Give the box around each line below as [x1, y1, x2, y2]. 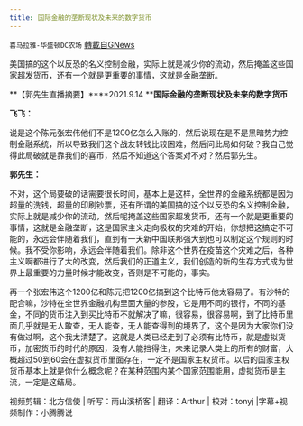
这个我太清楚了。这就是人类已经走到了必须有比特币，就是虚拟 [48, 331, 278, 342]
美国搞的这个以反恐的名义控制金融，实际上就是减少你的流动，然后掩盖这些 [9, 58, 286, 69]
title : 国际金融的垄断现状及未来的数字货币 [9, 13, 152, 23]
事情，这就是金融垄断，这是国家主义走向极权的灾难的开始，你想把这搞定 [9, 222, 278, 233]
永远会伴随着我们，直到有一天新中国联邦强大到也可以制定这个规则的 [32, 233, 286, 244]
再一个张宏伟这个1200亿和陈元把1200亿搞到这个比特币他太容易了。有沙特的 [9, 286, 290, 297]
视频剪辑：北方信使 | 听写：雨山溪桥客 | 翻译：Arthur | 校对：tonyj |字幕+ [9, 395, 280, 406]
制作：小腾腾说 [16, 407, 73, 418]
